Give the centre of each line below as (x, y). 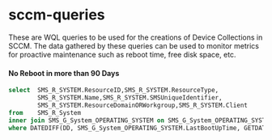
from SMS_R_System (45, 112)
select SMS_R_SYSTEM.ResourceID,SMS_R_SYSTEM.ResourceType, (114, 91)
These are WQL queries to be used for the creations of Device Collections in (136, 37)
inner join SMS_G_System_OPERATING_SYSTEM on (86, 120)
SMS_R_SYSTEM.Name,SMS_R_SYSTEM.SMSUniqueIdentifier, (130, 98)
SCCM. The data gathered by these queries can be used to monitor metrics (134, 45)
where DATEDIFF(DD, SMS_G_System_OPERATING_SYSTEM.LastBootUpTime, (125, 128)
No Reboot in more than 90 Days (64, 73)
